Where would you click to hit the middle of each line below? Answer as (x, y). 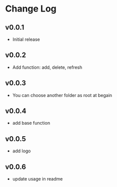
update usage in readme (37, 179)
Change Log (31, 9)
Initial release (26, 39)
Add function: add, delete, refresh (47, 67)
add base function (31, 123)
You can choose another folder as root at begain (62, 95)
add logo (21, 151)
